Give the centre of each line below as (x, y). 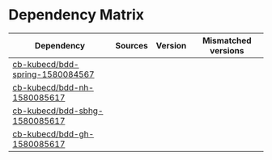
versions (227, 50)
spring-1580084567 (53, 74)
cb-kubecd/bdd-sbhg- (58, 111)
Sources (132, 45)
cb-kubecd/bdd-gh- (53, 133)
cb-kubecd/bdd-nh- (53, 87)
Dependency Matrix (76, 15)
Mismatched (227, 40)
